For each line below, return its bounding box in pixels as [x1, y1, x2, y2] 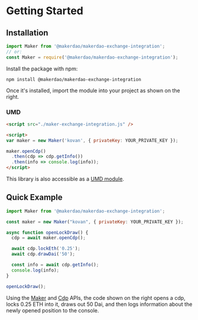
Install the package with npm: [6, 65, 78, 72]
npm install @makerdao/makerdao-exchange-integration [6, 76, 142, 82]
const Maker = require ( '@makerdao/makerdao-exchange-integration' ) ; [6, 54, 178, 60]
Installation [6, 28, 48, 38]
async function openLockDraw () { [6, 230, 89, 235]
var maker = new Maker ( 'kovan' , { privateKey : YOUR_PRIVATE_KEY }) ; [6, 137, 178, 143]
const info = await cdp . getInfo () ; [11, 262, 99, 268]
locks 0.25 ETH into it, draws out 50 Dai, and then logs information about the [6, 300, 193, 308]
